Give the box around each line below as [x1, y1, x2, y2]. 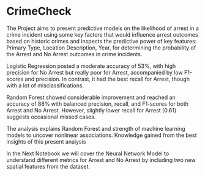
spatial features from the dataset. [6, 163, 91, 170]
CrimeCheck [6, 4, 72, 18]
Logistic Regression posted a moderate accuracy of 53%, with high [6, 62, 176, 70]
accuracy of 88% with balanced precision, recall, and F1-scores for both [6, 100, 188, 108]
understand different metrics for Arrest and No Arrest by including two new [6, 156, 196, 163]
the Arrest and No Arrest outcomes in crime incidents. [6, 50, 143, 57]
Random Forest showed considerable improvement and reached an [6, 94, 176, 101]
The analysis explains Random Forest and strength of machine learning [6, 125, 185, 132]
